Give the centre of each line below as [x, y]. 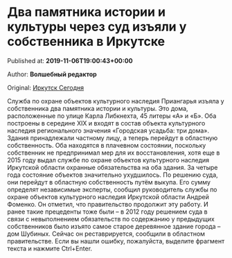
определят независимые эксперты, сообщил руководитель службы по [112, 189]
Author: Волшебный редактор [52, 74]
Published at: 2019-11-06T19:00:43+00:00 [70, 60]
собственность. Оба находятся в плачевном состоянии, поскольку [107, 145]
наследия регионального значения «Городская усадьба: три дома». [108, 130]
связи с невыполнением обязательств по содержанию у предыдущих [111, 218]
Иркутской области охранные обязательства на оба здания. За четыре [113, 167]
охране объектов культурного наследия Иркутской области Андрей [108, 197]
